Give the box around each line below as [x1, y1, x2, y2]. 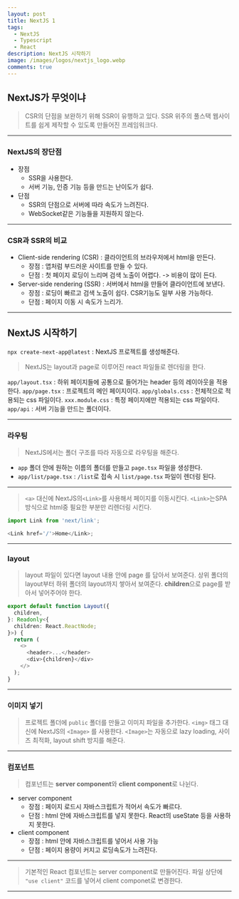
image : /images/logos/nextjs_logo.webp [7, 57, 126, 64]
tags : [7, 24, 23, 31]
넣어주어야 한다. [38, 589, 83, 597]
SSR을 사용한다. [28, 173, 73, 182]
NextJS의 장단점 [7, 147, 62, 157]
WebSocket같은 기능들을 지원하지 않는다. [28, 209, 144, 217]
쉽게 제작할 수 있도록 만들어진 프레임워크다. [38, 120, 158, 129]
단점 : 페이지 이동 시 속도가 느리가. [28, 297, 123, 307]
